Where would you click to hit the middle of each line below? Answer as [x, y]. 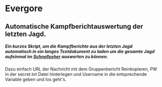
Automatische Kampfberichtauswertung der [74, 26]
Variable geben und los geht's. [36, 79]
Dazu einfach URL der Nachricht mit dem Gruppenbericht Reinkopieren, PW [81, 69]
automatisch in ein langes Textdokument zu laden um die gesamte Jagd [80, 52]
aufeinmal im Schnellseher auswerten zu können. [57, 57]
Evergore [24, 9]
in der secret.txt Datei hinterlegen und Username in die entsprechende [76, 74]
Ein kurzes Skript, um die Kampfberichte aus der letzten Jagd [69, 46]
